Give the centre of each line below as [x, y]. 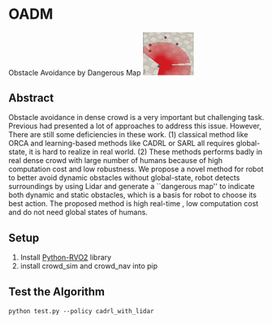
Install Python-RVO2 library [66, 257]
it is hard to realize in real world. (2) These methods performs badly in [146, 152]
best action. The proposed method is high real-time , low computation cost [134, 204]
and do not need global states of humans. [78, 213]
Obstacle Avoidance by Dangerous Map [75, 72]
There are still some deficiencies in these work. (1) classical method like [128, 135]
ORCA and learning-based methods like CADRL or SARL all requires [121, 144]
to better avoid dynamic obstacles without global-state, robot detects [124, 178]
